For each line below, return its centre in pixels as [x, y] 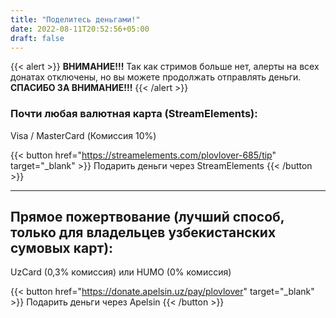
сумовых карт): [62, 248]
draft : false [37, 38]
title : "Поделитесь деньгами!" [75, 19]
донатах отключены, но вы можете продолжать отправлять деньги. [156, 77]
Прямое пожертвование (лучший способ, [147, 217]
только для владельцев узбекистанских [143, 232]
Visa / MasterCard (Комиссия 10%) [83, 135]
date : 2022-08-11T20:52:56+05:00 [80, 29]
